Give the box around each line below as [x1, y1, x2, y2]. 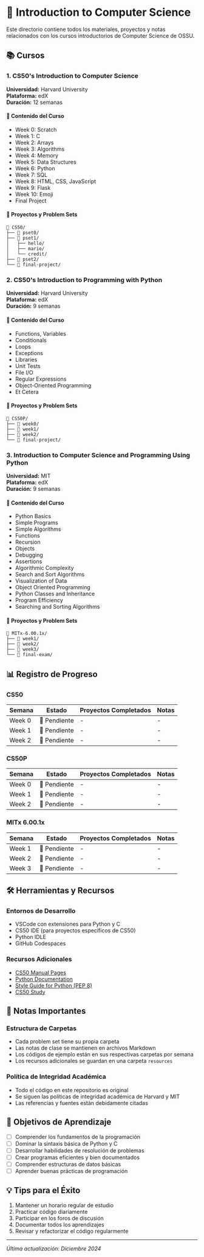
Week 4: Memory [15, 151, 59, 159]
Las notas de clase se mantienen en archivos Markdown [15, 1044, 156, 1051]
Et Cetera [15, 388, 39, 395]
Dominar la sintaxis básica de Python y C [15, 1140, 118, 1147]
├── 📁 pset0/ [6, 230, 39, 236]
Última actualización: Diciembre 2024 [6, 1245, 101, 1252]
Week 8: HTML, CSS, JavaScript [15, 178, 96, 185]
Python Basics [15, 513, 52, 520]
